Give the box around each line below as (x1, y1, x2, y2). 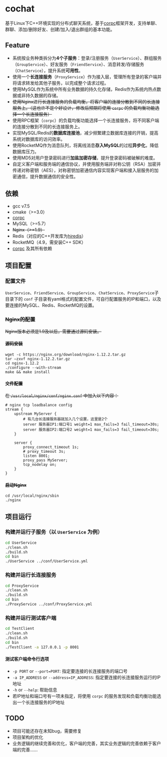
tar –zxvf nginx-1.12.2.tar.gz (5, 356, 70, 362)
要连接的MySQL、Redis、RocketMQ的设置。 (5, 302, 97, 308)
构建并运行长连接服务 (5, 571, 56, 578)
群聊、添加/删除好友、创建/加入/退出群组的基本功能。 (5, 26, 115, 32)
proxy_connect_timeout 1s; (23, 444, 79, 449)
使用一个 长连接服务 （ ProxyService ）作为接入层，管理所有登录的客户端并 (12, 73, 162, 80)
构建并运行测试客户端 (5, 614, 56, 621)
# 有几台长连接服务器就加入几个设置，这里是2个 (23, 416, 108, 421)
